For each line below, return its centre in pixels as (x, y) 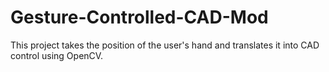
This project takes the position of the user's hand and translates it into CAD (165, 45)
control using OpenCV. (57, 55)
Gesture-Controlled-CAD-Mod (139, 17)
